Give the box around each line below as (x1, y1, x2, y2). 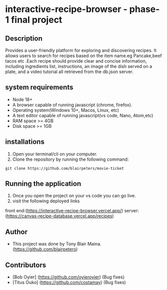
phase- (129, 4, 160, 15)
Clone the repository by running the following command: (12, 156, 129, 162)
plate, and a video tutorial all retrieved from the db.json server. (5, 69, 133, 75)
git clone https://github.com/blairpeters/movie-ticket (5, 166, 124, 171)
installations (5, 138, 45, 146)
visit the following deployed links (12, 198, 80, 204)
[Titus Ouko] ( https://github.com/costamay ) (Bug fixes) (12, 279, 126, 285)
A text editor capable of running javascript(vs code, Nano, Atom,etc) (12, 112, 153, 118)
